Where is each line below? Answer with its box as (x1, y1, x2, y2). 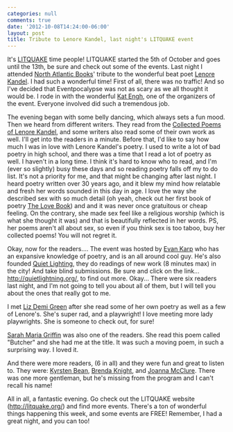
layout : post (7, 29, 45, 37)
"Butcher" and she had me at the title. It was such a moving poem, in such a (7, 338, 224, 346)
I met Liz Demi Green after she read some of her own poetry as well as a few (7, 303, 226, 311)
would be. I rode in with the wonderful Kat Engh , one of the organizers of (7, 92, 216, 101)
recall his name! (7, 381, 53, 390)
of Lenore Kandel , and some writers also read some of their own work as (7, 128, 216, 136)
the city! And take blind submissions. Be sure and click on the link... (7, 267, 200, 275)
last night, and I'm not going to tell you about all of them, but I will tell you (7, 282, 216, 290)
